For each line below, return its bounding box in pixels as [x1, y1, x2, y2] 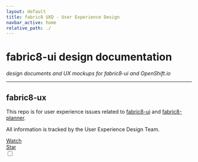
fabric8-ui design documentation [6, 51, 172, 64]
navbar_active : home [6, 19, 57, 25]
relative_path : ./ [6, 25, 51, 31]
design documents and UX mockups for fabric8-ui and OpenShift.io [6, 70, 171, 77]
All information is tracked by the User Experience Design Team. [6, 126, 160, 133]
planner [6, 114, 25, 121]
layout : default [6, 8, 46, 15]
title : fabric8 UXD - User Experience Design [6, 14, 120, 20]
